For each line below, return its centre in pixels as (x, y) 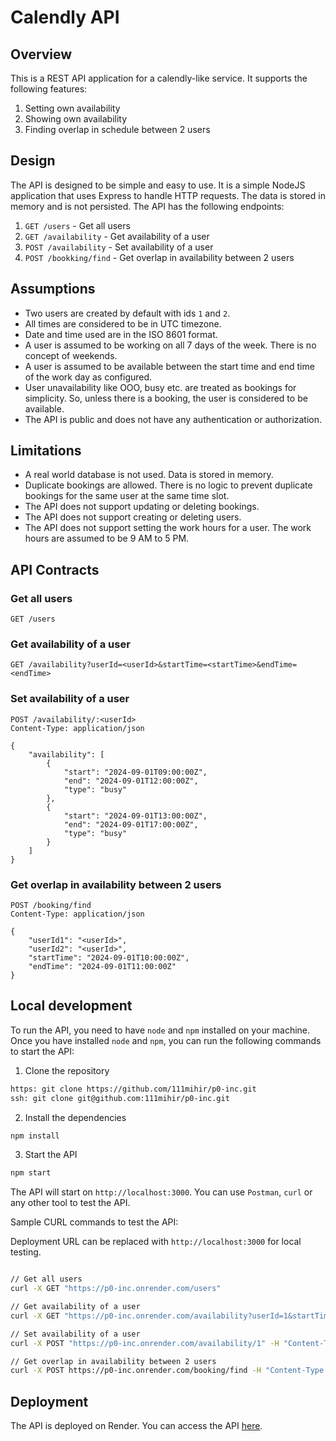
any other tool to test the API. (70, 1203)
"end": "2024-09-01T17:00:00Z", (131, 824)
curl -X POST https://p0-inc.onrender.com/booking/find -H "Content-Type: (169, 1371)
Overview (41, 54)
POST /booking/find (51, 906)
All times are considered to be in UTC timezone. (123, 323)
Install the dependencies (75, 1117)
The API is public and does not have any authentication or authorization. (173, 419)
